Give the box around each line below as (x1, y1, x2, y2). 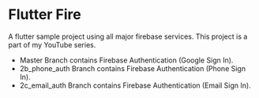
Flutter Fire (8, 6, 81, 24)
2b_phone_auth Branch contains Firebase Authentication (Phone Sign (19, 63, 246, 73)
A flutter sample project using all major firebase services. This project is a (8, 32, 248, 41)
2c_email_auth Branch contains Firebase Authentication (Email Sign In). (19, 81, 251, 90)
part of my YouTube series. (8, 40, 96, 49)
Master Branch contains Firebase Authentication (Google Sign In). (19, 55, 234, 65)
